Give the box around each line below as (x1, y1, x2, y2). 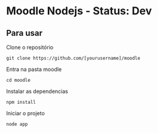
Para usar (6, 28, 43, 38)
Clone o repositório (6, 44, 54, 51)
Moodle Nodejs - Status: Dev (6, 4, 152, 18)
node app (6, 121, 28, 127)
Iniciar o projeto (6, 110, 45, 117)
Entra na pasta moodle (6, 66, 62, 73)
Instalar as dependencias (6, 88, 68, 95)
